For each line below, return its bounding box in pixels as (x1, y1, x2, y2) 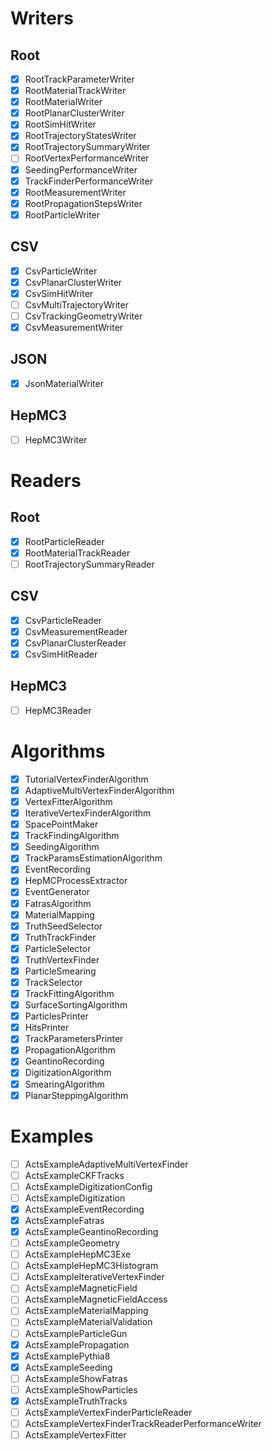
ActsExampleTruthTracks (24, 1395, 128, 1407)
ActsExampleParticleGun (24, 1327, 128, 1339)
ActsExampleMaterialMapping (24, 1305, 149, 1317)
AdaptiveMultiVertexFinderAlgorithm (24, 784, 175, 796)
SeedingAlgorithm (24, 841, 100, 853)
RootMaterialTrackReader (24, 547, 131, 559)
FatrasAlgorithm (24, 897, 92, 909)
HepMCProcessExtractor (24, 875, 128, 887)
